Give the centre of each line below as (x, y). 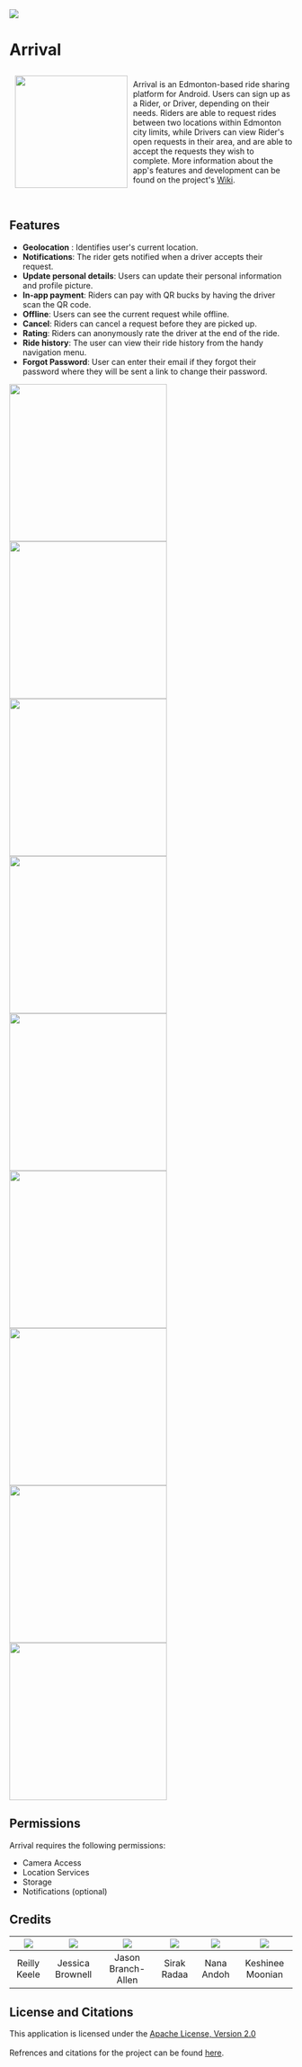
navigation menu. (54, 352)
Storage (37, 1882)
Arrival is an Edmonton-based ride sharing (212, 84)
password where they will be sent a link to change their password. (145, 371)
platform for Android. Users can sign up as (212, 94)
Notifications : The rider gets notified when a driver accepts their (142, 256)
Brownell (74, 1974)
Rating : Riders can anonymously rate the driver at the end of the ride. (151, 333)
